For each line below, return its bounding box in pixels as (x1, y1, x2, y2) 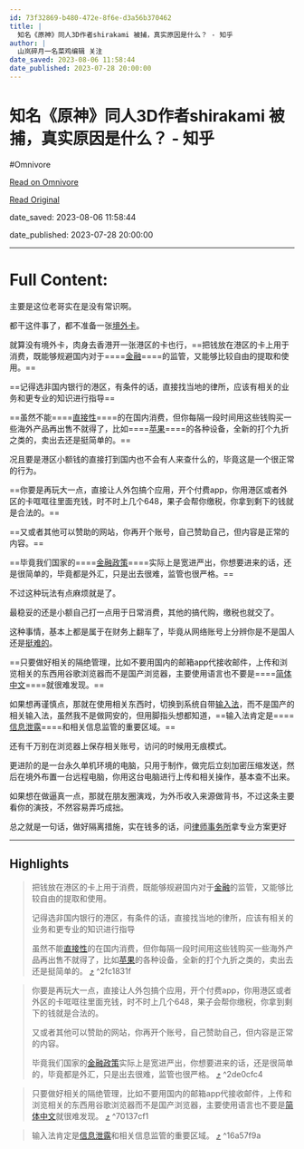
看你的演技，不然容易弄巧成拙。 (9, 802, 128, 813)
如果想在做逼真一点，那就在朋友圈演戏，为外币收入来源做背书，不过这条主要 (9, 790, 295, 801)
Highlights (9, 856, 70, 871)
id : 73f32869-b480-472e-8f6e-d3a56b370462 (9, 13, 172, 23)
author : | (9, 38, 47, 48)
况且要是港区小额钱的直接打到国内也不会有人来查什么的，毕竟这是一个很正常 (9, 453, 295, 464)
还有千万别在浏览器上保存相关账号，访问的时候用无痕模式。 (9, 740, 232, 751)
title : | (9, 22, 43, 31)
